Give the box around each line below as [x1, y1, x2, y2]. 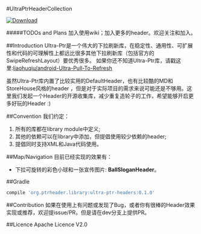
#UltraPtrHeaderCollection [6, 5, 72, 12]
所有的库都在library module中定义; [14, 126, 101, 132]
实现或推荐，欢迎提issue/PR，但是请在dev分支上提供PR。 [6, 209, 150, 216]
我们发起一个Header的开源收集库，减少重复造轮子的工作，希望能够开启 [11, 93, 189, 99]
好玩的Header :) [11, 100, 51, 107]
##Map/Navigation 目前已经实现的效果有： [6, 153, 113, 160]
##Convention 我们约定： [6, 112, 70, 120]
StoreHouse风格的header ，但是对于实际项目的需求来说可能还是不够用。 [6, 85, 187, 92]
